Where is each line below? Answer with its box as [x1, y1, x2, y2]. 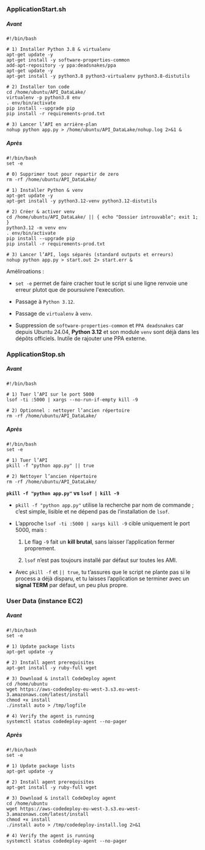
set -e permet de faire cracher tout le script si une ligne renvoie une [15, 279, 188, 287]
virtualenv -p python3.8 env [6, 94, 81, 101]
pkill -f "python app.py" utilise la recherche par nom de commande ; [15, 501, 194, 509]
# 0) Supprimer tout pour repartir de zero [6, 171, 119, 177]
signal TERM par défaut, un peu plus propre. [15, 581, 129, 588]
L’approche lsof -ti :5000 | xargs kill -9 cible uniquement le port [15, 520, 190, 527]
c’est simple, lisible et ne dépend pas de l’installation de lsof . [15, 507, 170, 515]
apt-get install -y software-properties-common [6, 57, 130, 63]
